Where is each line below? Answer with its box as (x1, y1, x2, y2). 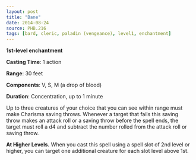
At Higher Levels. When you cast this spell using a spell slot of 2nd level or (6, 141, 190, 148)
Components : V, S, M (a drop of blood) (6, 81, 102, 89)
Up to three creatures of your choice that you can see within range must (6, 104, 183, 111)
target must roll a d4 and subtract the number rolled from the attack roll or (6, 123, 187, 130)
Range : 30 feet (6, 70, 43, 77)
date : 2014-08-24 (6, 20, 49, 25)
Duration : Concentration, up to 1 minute (6, 93, 103, 100)
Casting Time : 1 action (6, 59, 62, 66)
